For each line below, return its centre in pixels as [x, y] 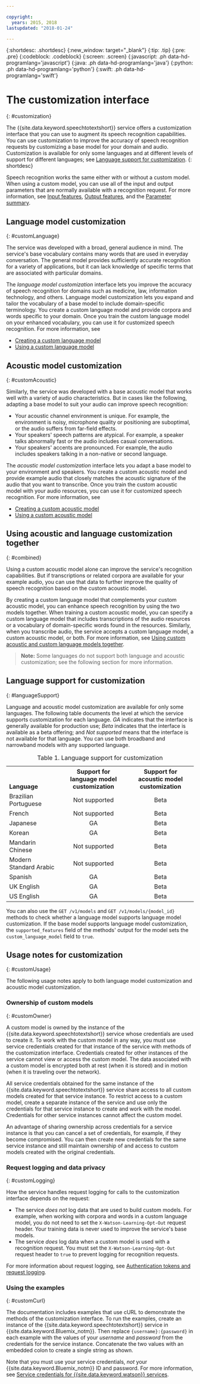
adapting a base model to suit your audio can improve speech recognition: [97, 404]
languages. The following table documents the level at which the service [95, 713]
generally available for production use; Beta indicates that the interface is [96, 725]
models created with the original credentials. [61, 1152]
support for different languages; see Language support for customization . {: [99, 159]
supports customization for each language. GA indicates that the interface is [100, 719]
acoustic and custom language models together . [65, 644]
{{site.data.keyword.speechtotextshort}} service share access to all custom [99, 1090]
